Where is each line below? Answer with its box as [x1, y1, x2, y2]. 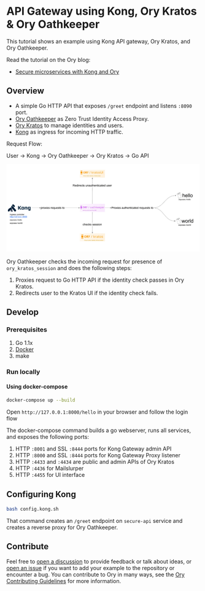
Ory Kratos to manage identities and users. [15, 122, 124, 129]
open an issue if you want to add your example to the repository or [6, 564, 175, 571]
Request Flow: [6, 140, 43, 147]
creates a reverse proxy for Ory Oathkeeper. [6, 523, 118, 531]
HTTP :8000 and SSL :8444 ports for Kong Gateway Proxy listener [15, 452, 181, 459]
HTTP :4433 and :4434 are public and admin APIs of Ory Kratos [15, 458, 175, 466]
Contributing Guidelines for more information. [6, 577, 122, 584]
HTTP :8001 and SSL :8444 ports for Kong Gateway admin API [15, 445, 172, 452]
